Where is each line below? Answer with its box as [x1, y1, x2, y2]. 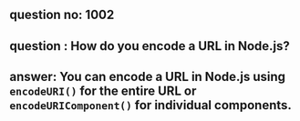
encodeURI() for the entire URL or [9, 84, 197, 99]
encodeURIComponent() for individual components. [9, 97, 292, 113]
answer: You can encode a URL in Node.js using [9, 69, 285, 85]
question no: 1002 [9, 7, 115, 23]
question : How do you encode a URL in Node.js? [9, 38, 290, 54]
